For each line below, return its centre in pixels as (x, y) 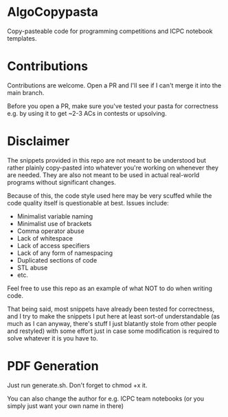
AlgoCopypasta (53, 12)
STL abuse (32, 267)
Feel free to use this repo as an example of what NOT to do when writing (110, 288)
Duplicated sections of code (57, 260)
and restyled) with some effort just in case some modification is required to (113, 331)
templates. (22, 38)
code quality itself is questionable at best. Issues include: (88, 203)
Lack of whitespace (45, 238)
